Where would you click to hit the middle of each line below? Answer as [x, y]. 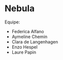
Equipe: [12, 22]
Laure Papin [24, 52]
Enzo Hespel [25, 47]
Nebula [20, 9]
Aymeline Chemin [30, 37]
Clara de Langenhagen [35, 41]
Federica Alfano [28, 31]
